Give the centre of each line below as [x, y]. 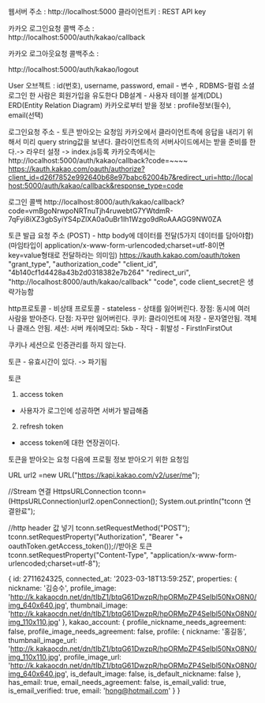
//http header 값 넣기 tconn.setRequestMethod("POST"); [99, 528]
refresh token [41, 426]
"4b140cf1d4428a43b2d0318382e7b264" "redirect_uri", [99, 272]
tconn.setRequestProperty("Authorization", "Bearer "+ [96, 537]
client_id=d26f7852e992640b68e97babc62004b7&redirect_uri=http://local [131, 177]
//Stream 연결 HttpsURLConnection [65, 491]
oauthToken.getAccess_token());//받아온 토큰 [80, 546]
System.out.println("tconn [201, 501]
